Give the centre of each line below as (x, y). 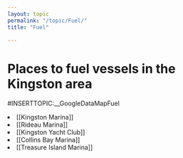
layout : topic (28, 14)
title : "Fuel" (28, 27)
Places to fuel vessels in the (91, 69)
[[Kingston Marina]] (45, 117)
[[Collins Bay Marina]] (48, 140)
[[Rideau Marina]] (42, 125)
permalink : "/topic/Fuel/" (47, 21)
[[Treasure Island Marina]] (55, 147)
